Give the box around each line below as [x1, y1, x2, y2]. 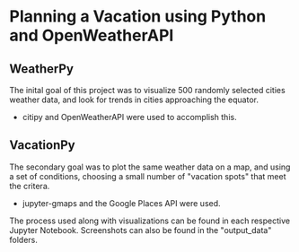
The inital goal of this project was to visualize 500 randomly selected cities [9, 85, 286, 95]
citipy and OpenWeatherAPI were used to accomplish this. [22, 112, 237, 122]
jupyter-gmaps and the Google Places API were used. [22, 197, 222, 208]
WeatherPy [9, 61, 75, 76]
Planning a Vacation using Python [9, 6, 267, 27]
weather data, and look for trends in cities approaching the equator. [9, 94, 259, 105]
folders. [9, 234, 38, 245]
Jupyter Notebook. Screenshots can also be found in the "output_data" [9, 224, 272, 235]
